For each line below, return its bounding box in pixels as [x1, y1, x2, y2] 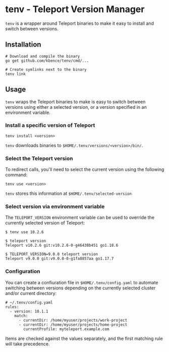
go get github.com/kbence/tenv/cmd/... [5, 58, 89, 63]
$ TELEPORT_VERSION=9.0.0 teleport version [5, 252, 98, 257]
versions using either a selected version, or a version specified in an [5, 104, 147, 110]
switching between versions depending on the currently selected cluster [5, 285, 156, 291]
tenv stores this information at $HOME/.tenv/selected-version [5, 191, 132, 197]
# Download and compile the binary [5, 54, 80, 59]
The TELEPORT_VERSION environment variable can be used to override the [5, 214, 155, 221]
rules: [5, 304, 19, 310]
